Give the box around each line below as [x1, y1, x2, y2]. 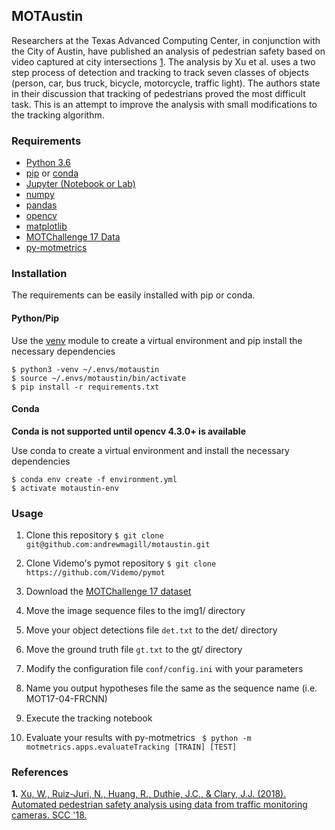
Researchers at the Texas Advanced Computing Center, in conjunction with [11, 34, 321, 46]
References [11, 765, 69, 779]
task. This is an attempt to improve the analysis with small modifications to [11, 98, 318, 110]
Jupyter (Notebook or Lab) [25, 178, 136, 190]
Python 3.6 [25, 157, 71, 169]
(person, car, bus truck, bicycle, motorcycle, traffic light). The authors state [11, 77, 321, 89]
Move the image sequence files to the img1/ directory [25, 605, 246, 617]
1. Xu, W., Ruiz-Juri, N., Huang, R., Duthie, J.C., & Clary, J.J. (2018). [11, 788, 287, 800]
